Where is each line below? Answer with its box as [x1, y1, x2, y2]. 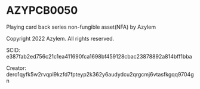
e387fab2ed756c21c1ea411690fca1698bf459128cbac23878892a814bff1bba [6, 53, 192, 60]
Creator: [6, 64, 27, 72]
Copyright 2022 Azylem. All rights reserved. [6, 35, 115, 42]
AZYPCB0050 [6, 4, 78, 17]
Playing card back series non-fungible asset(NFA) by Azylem [6, 23, 156, 30]
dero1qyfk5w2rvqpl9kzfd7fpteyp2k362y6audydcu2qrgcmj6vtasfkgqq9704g [6, 70, 194, 78]
